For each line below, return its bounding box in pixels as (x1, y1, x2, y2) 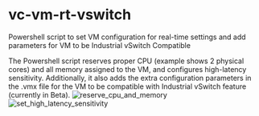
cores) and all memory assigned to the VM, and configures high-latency (8, 64, 247, 74)
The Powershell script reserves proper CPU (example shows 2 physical (8, 56, 245, 66)
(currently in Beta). (8, 90, 71, 99)
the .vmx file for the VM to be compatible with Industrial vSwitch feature (8, 82, 247, 91)
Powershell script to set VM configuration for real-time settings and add (8, 32, 247, 42)
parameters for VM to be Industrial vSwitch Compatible (8, 40, 191, 50)
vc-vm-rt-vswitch (8, 6, 131, 24)
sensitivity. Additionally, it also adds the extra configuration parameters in (8, 73, 252, 82)
